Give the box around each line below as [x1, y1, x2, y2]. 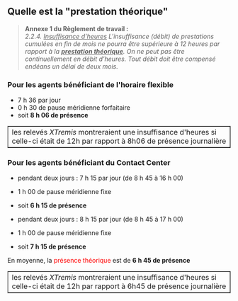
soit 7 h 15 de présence [17, 242, 86, 251]
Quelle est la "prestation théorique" [7, 6, 169, 18]
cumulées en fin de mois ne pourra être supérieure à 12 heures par [24, 39, 220, 48]
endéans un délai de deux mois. [24, 62, 118, 70]
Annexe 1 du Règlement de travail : [24, 24, 129, 33]
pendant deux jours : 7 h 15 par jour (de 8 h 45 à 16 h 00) [17, 174, 184, 183]
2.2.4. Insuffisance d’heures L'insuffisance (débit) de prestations [24, 32, 215, 40]
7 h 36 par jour [17, 96, 62, 105]
